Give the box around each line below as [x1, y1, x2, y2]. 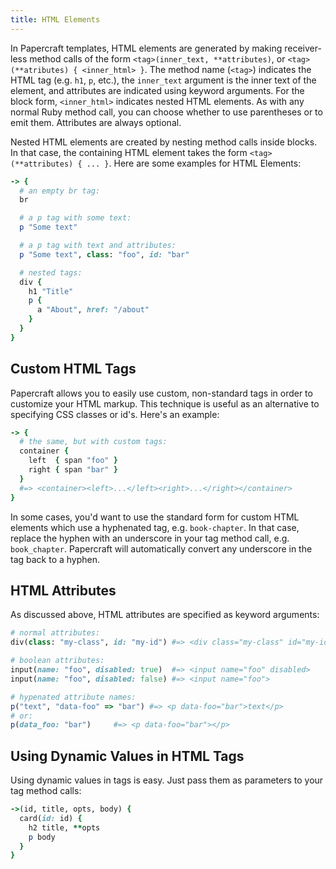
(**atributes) [10, 65, 70, 75]
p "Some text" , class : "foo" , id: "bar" [19, 249, 190, 260]
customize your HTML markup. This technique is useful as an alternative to [10, 397, 320, 410]
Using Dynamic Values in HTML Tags [10, 747, 245, 765]
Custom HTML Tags [10, 361, 137, 378]
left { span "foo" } [28, 456, 118, 466]
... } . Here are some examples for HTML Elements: [86, 157, 302, 169]
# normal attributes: [10, 628, 101, 638]
